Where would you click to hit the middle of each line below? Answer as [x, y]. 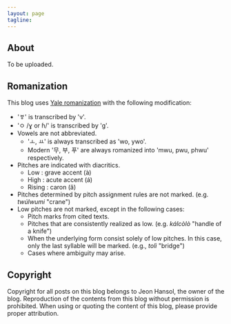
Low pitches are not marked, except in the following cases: [101, 209]
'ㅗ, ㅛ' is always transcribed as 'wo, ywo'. [87, 141]
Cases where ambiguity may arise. [77, 253]
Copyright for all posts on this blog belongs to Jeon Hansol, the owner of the [116, 291]
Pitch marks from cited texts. [68, 216]
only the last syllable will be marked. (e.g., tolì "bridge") [106, 246]
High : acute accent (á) [60, 180]
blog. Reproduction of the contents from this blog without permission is [108, 298]
